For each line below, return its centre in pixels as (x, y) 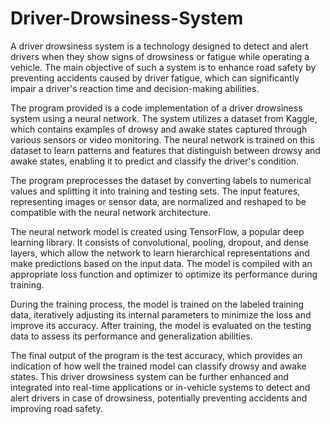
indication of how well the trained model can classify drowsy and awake (158, 366)
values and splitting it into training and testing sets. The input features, (155, 191)
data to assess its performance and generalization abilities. (131, 336)
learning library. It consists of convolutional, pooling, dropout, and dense (160, 242)
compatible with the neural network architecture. (111, 212)
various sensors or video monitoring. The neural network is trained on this (162, 139)
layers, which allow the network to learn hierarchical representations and (160, 253)
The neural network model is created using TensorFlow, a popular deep (157, 231)
